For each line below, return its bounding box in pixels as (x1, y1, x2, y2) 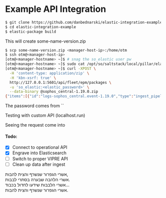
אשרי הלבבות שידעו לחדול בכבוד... (5, 182, 70, 188)
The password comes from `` (5, 103, 64, 109)
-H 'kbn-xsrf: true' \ (9, 75, 56, 80)
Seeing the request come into (5, 122, 65, 128)
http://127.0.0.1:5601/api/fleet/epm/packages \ (9, 80, 112, 85)
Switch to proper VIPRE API (12, 155, 68, 162)
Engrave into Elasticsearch (12, 150, 67, 156)
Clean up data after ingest (12, 161, 66, 167)
